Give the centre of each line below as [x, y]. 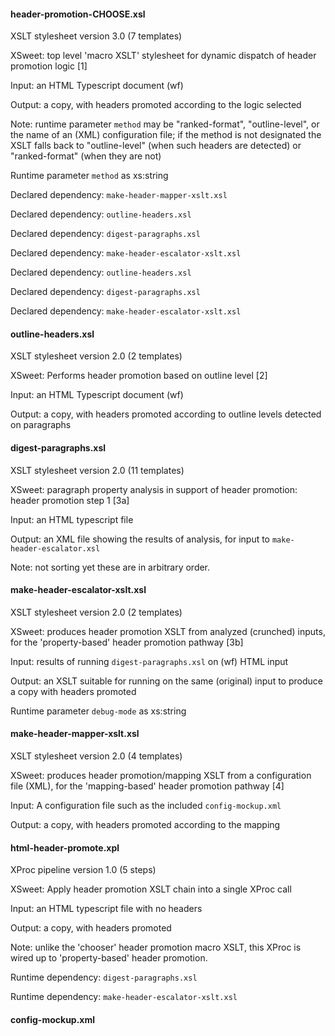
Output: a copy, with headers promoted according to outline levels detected [166, 414]
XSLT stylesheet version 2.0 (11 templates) [97, 470]
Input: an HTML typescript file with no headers [106, 909]
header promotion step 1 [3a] [70, 500]
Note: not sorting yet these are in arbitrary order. [110, 567]
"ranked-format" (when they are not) [86, 156]
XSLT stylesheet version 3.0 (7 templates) [96, 36]
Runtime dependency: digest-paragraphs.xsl [104, 977]
